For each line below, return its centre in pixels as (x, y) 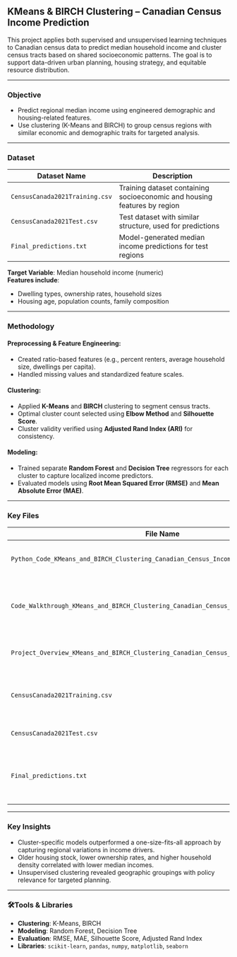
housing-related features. (54, 118)
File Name (162, 534)
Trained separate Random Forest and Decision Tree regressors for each (123, 468)
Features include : (34, 280)
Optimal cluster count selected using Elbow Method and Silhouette (116, 413)
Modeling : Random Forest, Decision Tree (77, 931)
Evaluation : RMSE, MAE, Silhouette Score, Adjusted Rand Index (110, 938)
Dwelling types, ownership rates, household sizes (90, 294)
